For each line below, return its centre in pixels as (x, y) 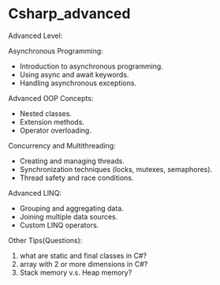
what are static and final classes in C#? (83, 255)
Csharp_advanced (69, 14)
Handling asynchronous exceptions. (78, 83)
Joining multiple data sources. (69, 216)
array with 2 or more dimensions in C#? (84, 264)
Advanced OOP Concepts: (51, 98)
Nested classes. (46, 113)
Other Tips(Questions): (45, 240)
